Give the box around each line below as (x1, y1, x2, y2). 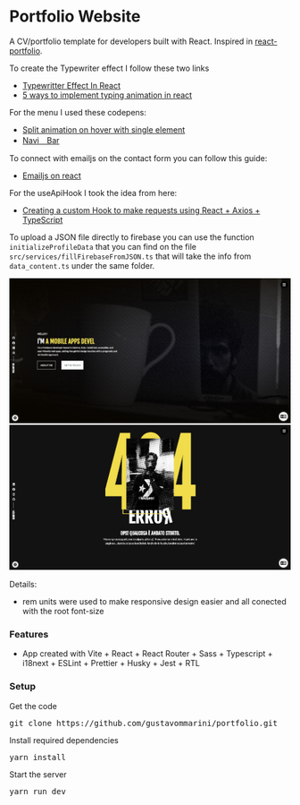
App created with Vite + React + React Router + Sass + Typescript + (21, 648, 274, 659)
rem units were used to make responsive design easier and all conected (21, 596, 287, 607)
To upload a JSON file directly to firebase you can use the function (9, 231, 254, 243)
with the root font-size (21, 606, 104, 617)
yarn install (9, 752, 67, 762)
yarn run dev (9, 786, 67, 796)
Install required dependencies (9, 734, 119, 745)
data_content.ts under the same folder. (9, 260, 155, 270)
